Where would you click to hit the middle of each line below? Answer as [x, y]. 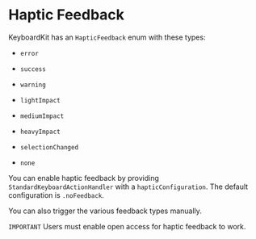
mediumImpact [42, 116]
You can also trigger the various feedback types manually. [105, 211]
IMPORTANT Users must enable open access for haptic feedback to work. [127, 226]
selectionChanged [49, 147]
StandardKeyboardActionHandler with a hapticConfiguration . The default [128, 187]
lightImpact [40, 100]
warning [33, 85]
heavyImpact [40, 132]
